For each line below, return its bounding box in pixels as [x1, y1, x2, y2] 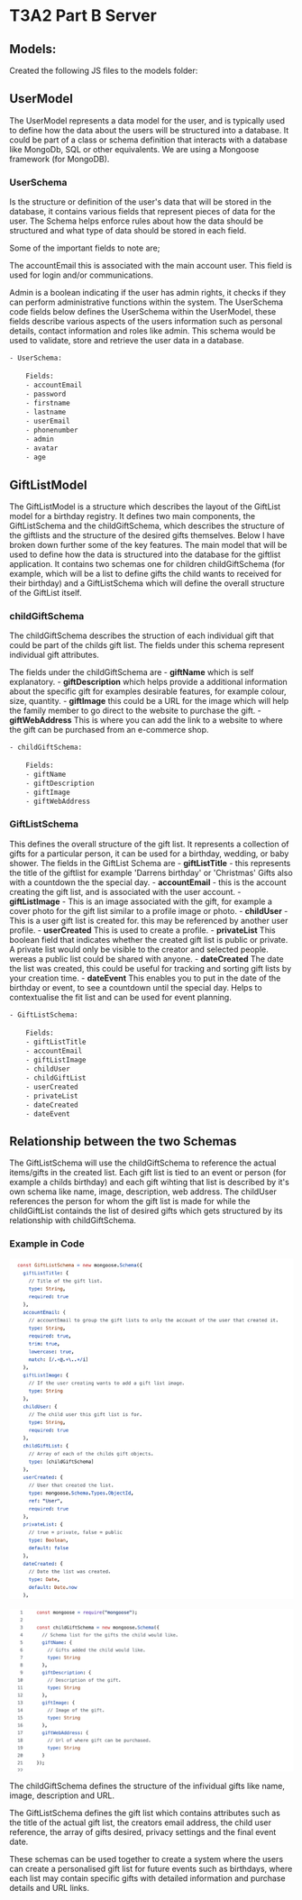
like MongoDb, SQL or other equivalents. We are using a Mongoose [9, 143, 260, 154]
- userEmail [25, 416, 70, 426]
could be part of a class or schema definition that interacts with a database [9, 134, 288, 145]
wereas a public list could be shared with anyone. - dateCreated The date [9, 953, 284, 964]
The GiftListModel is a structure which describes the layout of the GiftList [9, 501, 281, 512]
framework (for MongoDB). [9, 153, 110, 164]
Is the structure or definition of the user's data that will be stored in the [9, 196, 272, 207]
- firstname [25, 398, 70, 408]
